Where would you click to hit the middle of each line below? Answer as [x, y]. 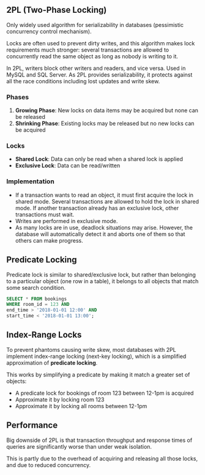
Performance [32, 425]
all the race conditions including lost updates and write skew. [83, 81]
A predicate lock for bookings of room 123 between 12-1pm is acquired [104, 393]
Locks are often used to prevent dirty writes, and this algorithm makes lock [101, 43]
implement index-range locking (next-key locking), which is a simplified [96, 356]
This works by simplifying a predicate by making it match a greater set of [98, 374]
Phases [18, 97]
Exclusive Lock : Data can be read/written [68, 165]
